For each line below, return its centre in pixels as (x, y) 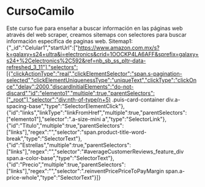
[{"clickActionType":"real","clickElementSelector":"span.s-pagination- (94, 73)
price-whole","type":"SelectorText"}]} (54, 177)
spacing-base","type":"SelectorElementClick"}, (66, 106)
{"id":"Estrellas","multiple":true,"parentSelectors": (69, 145)
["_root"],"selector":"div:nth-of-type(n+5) (59, 100)
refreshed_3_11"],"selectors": (42, 67)
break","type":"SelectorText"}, (44, 138)
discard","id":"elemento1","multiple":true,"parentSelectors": (80, 93)
